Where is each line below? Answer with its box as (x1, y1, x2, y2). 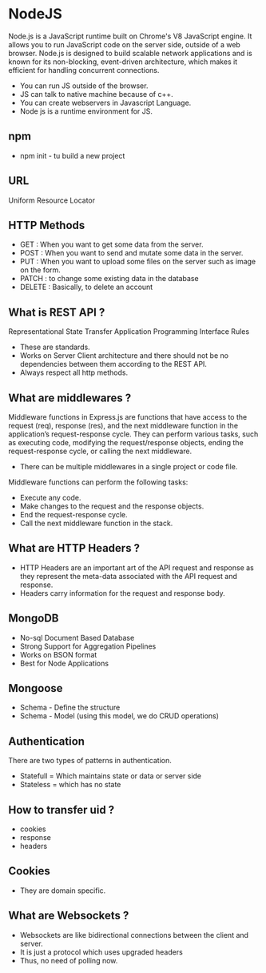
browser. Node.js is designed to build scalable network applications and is (8, 48, 253, 58)
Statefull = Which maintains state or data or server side (19, 771, 202, 781)
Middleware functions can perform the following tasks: (8, 477, 189, 487)
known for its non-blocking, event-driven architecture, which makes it (8, 57, 238, 66)
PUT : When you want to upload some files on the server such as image (19, 257, 256, 267)
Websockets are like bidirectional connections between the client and (19, 930, 249, 939)
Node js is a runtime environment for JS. (19, 106, 153, 116)
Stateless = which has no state (19, 780, 121, 790)
